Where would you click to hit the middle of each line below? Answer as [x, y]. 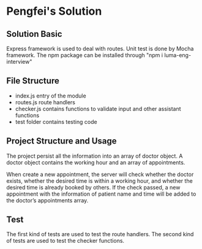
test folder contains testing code [56, 121]
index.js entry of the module [51, 96]
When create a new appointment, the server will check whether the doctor [100, 174]
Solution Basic [34, 34]
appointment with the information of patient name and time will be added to [101, 194]
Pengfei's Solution [54, 11]
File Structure [33, 81]
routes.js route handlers [45, 102]
